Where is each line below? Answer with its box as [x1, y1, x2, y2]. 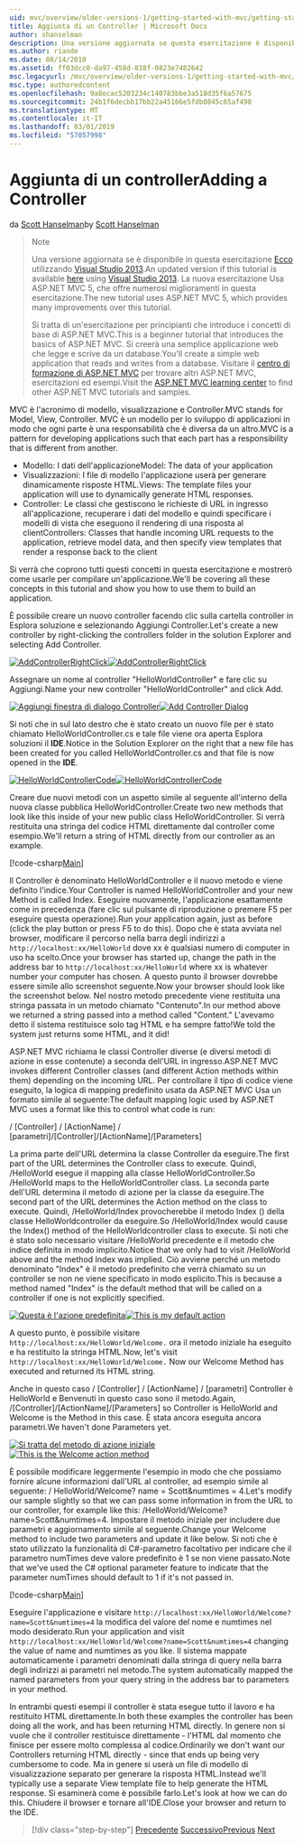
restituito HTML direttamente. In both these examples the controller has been [9, 1710, 293, 1721]
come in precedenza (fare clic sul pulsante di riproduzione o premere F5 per [9, 903, 293, 914]
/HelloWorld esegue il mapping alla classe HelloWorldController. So [9, 1167, 255, 1178]
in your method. [9, 1683, 69, 1694]
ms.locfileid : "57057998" [9, 131, 106, 140]
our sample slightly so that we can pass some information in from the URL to [9, 1494, 293, 1505]
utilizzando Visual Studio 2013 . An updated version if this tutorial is [31, 263, 278, 274]
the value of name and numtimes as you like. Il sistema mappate [9, 1645, 248, 1656]
